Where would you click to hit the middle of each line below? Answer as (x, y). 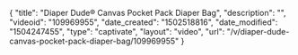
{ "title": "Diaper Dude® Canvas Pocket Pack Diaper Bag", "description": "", (148, 13)
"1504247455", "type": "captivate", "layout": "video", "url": (117, 31)
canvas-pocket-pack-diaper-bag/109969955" (94, 41)
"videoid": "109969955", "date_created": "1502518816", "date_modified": (144, 22)
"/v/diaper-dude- (258, 31)
